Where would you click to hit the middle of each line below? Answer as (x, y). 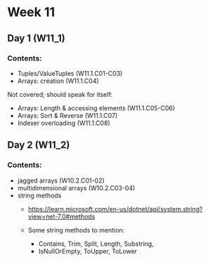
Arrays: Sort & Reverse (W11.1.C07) (67, 115)
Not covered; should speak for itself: (60, 94)
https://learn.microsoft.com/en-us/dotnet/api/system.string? (115, 209)
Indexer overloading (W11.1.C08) (64, 123)
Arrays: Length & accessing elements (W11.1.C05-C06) (96, 108)
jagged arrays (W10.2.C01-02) (61, 181)
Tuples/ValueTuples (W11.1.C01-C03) (70, 73)
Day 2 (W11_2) (39, 145)
